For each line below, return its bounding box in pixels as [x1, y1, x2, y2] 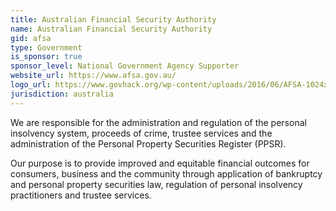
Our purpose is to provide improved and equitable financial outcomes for [10, 157, 310, 169]
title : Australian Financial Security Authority [10, 14, 217, 25]
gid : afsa [10, 33, 52, 43]
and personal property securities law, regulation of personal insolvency [10, 178, 303, 190]
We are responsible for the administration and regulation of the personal [10, 116, 307, 128]
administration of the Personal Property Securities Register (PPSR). [10, 137, 287, 150]
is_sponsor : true [10, 52, 83, 62]
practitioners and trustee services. [10, 189, 152, 201]
